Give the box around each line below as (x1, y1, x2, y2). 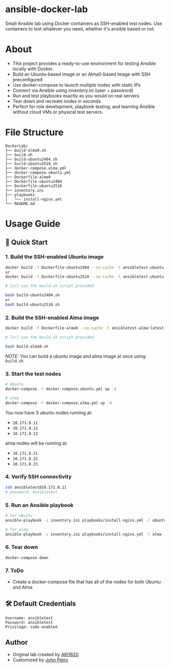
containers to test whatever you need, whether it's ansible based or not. (5, 25, 155, 31)
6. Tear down (5, 544, 38, 551)
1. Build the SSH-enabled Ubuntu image (5, 253, 104, 260)
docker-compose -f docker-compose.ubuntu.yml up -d (5, 386, 116, 391)
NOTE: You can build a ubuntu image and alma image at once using (5, 353, 146, 359)
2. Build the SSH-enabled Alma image (5, 314, 100, 321)
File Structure (5, 127, 64, 138)
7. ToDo (5, 567, 24, 574)
